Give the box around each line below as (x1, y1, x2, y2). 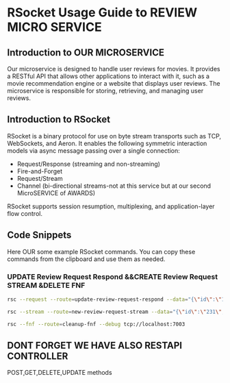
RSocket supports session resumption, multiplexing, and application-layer (7, 202, 215, 210)
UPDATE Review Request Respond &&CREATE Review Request (7, 272, 218, 282)
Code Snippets (7, 230, 72, 241)
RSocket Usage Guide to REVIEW (7, 5, 197, 21)
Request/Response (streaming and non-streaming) (16, 160, 161, 168)
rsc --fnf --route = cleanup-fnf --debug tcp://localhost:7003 (7, 321, 186, 328)
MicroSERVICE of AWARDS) (16, 188, 96, 197)
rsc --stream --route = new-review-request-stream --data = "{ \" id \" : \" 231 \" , (7, 308, 225, 315)
